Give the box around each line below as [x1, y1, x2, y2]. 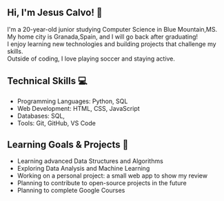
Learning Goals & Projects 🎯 [7, 139, 129, 151]
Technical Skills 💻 [7, 75, 88, 87]
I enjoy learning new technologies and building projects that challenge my [7, 39, 216, 48]
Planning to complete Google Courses [17, 187, 125, 195]
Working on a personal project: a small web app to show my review [17, 171, 208, 180]
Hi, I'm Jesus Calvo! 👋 [7, 7, 103, 19]
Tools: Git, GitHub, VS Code [17, 118, 96, 127]
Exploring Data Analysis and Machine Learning [17, 165, 150, 173]
